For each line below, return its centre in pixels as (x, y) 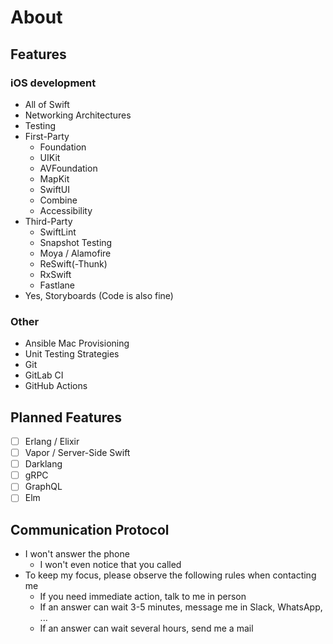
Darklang (43, 464)
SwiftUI (54, 189)
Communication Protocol (90, 529)
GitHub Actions (56, 386)
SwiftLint (58, 232)
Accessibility (66, 210)
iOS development (53, 83)
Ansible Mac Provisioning (77, 343)
